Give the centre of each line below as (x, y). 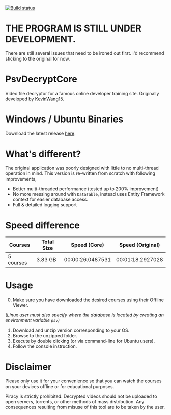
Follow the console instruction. (45, 346)
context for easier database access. (50, 199)
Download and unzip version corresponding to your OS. (71, 330)
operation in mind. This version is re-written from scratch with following (80, 173)
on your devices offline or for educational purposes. (60, 386)
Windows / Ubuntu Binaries (64, 119)
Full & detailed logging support (45, 205)
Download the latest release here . (40, 133)
